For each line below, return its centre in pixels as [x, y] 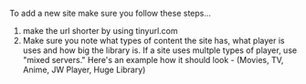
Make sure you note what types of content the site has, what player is [153, 41]
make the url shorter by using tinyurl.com [100, 31]
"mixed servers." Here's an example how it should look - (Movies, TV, [153, 60]
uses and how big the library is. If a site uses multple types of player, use [160, 50]
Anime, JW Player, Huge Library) [84, 69]
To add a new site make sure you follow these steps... [111, 13]
